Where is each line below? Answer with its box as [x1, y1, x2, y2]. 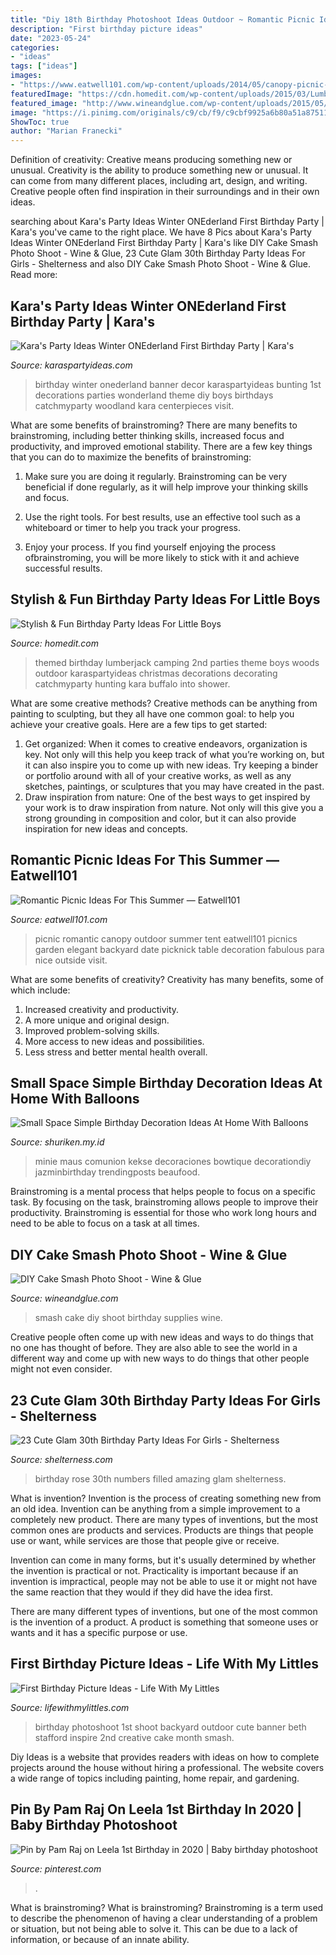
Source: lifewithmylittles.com [10, 1701, 130, 1713]
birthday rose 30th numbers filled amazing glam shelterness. [34, 1473, 287, 1485]
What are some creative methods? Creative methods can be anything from [10, 697, 318, 709]
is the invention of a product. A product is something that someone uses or [10, 1616, 319, 1628]
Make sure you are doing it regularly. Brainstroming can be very [24, 470, 288, 482]
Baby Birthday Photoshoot [10, 1817, 178, 1834]
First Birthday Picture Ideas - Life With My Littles [10, 1656, 319, 1673]
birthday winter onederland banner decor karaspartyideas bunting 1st [34, 378, 322, 390]
